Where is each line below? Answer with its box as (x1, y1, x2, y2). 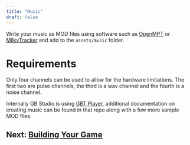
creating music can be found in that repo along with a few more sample (6, 106, 179, 113)
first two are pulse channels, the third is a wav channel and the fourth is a (6, 83, 185, 90)
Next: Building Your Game (6, 130, 103, 140)
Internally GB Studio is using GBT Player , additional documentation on (6, 100, 175, 107)
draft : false (6, 14, 38, 20)
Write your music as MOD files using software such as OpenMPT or (6, 30, 171, 37)
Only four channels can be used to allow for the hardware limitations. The (6, 76, 185, 83)
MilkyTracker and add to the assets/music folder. (6, 36, 125, 43)
